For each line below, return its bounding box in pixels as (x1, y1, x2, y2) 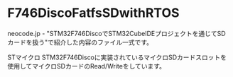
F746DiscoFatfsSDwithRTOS (7, 5, 180, 21)
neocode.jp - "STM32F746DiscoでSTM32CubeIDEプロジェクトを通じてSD (7, 29, 226, 37)
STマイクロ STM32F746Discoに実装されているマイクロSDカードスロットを (7, 53, 227, 61)
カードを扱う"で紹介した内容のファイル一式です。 (7, 37, 153, 47)
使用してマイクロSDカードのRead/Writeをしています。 (7, 61, 166, 70)
